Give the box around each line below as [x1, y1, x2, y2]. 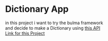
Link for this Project [5, 30, 45, 36]
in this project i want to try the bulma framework [5, 20, 103, 26]
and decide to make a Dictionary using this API [5, 25, 101, 31]
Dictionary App [5, 3, 69, 15]
